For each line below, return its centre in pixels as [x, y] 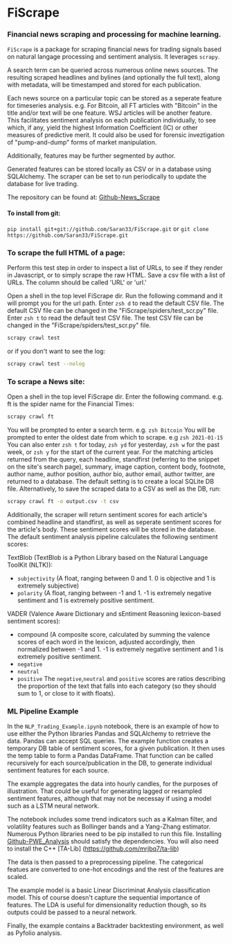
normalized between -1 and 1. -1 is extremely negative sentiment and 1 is [120, 649]
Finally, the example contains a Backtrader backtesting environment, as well [115, 926]
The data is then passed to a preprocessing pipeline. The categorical [105, 862]
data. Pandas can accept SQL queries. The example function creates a [108, 741]
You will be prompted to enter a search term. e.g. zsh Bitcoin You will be [111, 430]
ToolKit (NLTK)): [30, 565]
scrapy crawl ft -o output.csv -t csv [63, 501]
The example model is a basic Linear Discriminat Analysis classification [109, 890]
